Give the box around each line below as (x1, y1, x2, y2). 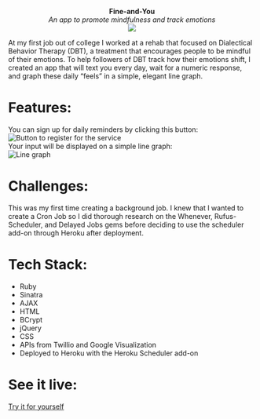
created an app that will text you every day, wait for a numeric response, (8, 63, 242, 72)
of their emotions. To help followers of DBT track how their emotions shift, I (8, 55, 251, 64)
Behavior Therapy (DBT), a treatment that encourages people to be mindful (8, 46, 251, 56)
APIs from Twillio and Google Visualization (19, 340, 157, 349)
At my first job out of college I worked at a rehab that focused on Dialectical (8, 38, 253, 47)
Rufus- (214, 211, 237, 220)
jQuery (19, 323, 42, 333)
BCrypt (19, 315, 43, 324)
